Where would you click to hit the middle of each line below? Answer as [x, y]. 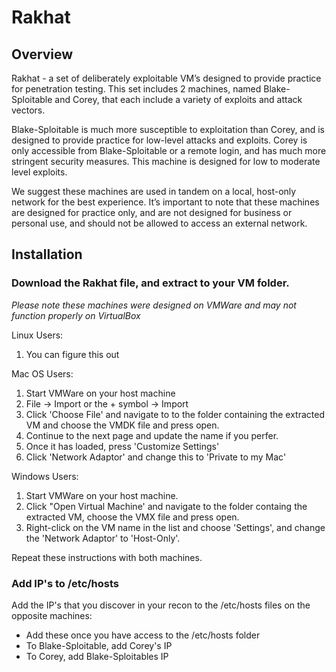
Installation [47, 254]
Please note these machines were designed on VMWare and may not [154, 305]
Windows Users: [45, 476]
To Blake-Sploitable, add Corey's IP [99, 645]
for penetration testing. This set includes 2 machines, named [136, 89]
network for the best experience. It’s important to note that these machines [165, 202]
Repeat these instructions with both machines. [107, 557]
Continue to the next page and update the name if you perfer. [152, 435]
